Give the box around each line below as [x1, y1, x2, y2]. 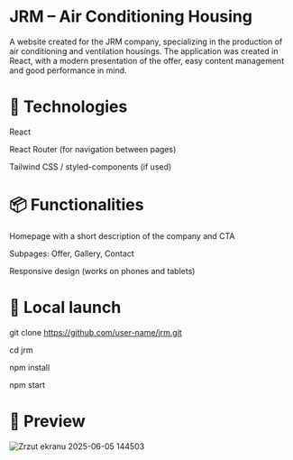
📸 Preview [9, 410, 86, 431]
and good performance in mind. [9, 65, 128, 76]
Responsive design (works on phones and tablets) [9, 265, 196, 276]
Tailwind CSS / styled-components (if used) [9, 161, 172, 172]
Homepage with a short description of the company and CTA [9, 230, 236, 241]
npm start [9, 379, 46, 390]
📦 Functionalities [9, 195, 144, 216]
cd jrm [9, 345, 33, 355]
